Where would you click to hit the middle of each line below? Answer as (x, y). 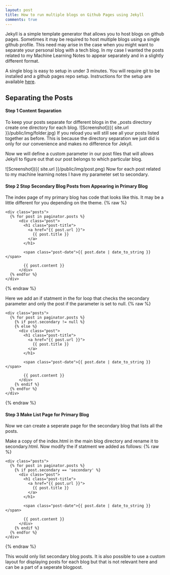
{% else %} (26, 327)
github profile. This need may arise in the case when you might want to (79, 45)
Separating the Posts (39, 98)
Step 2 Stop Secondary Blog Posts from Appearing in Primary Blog (77, 186)
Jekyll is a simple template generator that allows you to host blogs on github (85, 34)
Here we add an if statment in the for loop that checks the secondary (77, 298)
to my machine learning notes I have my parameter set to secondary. (77, 174)
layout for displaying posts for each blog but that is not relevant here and (81, 562)
